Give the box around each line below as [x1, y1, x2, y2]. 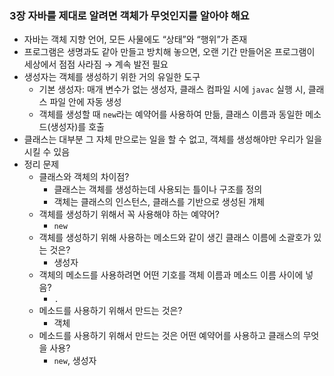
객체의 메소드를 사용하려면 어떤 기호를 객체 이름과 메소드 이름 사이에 [38, 269, 304, 281]
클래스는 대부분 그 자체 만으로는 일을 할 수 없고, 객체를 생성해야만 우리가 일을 [23, 133, 323, 146]
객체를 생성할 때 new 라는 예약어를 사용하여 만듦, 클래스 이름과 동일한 [38, 108, 304, 121]
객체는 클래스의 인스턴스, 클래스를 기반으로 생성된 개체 [53, 196, 266, 208]
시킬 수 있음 [23, 146, 71, 158]
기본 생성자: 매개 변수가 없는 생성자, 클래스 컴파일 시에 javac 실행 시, [38, 83, 306, 96]
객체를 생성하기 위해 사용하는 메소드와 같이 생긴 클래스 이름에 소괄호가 [38, 232, 312, 244]
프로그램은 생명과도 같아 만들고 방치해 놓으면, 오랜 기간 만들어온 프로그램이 [23, 46, 316, 58]
